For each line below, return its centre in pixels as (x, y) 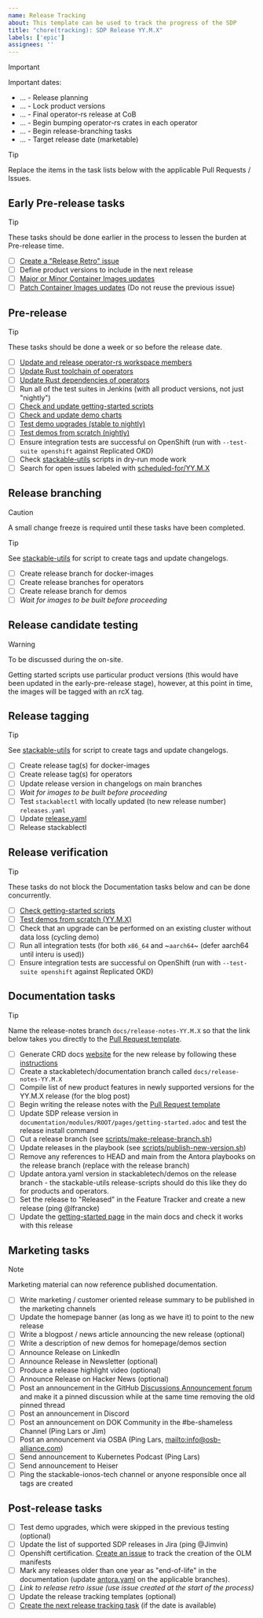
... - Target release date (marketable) (79, 139)
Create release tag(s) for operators (76, 774)
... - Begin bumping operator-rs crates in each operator (108, 123)
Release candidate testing (73, 626)
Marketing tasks (49, 1250)
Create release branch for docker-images (86, 573)
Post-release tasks (55, 1508)
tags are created (46, 1483)
